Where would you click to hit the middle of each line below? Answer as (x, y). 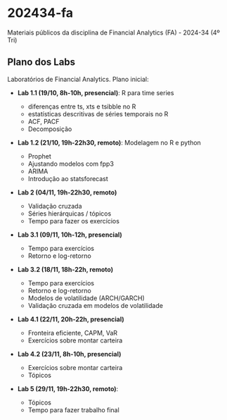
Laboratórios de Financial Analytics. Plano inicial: (78, 79)
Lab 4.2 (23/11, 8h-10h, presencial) (69, 354)
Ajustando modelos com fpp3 (71, 163)
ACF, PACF (44, 121)
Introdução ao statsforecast (68, 178)
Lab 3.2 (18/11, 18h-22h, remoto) (65, 269)
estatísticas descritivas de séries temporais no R (98, 113)
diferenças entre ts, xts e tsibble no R (82, 106)
